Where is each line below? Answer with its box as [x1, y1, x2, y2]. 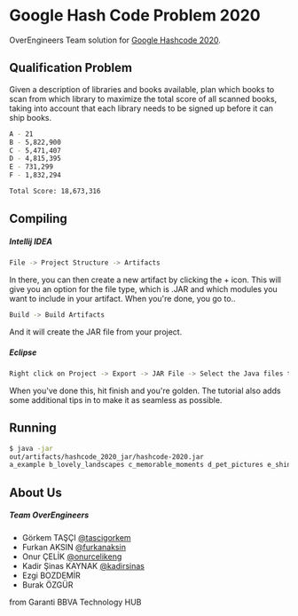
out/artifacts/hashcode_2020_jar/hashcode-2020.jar [9, 452, 204, 462]
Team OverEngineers [9, 509, 90, 520]
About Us [9, 485, 62, 500]
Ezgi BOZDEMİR [21, 570, 82, 580]
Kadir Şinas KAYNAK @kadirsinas [21, 560, 145, 571]
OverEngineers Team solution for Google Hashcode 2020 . [9, 35, 222, 45]
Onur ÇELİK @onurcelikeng [21, 551, 122, 562]
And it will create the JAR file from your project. [9, 326, 183, 337]
